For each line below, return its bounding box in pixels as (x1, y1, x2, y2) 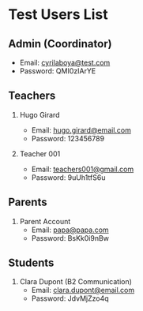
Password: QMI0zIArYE (19, 66, 96, 76)
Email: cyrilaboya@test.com (19, 58, 111, 67)
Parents (8, 196, 47, 209)
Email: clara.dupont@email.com (31, 286, 135, 295)
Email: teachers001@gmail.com (31, 164, 134, 174)
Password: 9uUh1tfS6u (31, 172, 106, 182)
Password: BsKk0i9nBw (31, 233, 109, 242)
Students (8, 257, 55, 270)
